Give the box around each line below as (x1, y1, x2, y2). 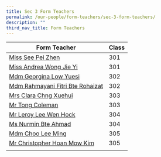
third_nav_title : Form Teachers (6, 25, 85, 31)
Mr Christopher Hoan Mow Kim (9, 139, 95, 147)
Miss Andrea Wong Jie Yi (9, 63, 78, 71)
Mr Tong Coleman (9, 101, 59, 109)
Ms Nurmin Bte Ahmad (9, 120, 71, 128)
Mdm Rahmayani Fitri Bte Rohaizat (9, 82, 104, 90)
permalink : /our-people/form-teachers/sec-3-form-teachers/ (6, 14, 156, 20)
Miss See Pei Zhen (9, 53, 60, 62)
